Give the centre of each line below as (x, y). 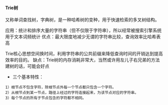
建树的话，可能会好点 (27, 66)
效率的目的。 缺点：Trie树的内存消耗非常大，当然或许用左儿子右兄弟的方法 (82, 60)
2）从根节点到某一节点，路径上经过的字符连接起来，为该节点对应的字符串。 (71, 93)
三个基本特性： (28, 77)
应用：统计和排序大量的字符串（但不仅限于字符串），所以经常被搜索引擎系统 (83, 31)
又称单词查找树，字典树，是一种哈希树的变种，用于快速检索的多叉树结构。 (82, 20)
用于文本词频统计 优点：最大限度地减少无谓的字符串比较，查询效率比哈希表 (83, 37)
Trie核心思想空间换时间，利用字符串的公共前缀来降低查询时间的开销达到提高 (84, 54)
